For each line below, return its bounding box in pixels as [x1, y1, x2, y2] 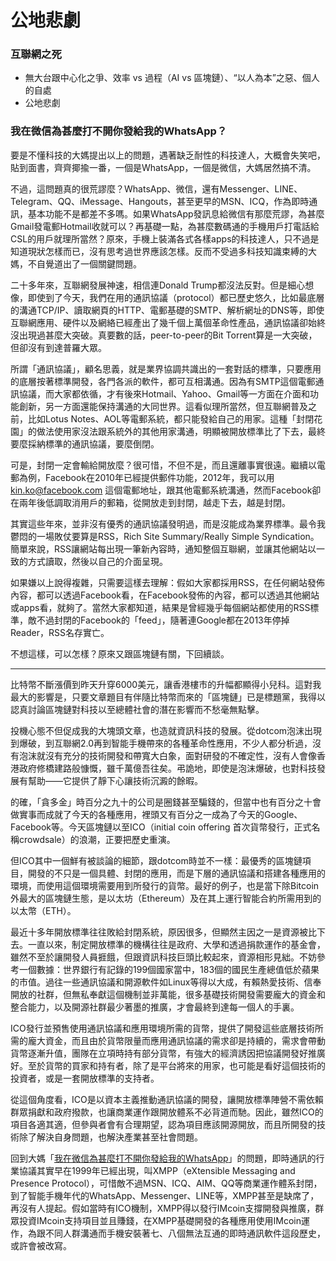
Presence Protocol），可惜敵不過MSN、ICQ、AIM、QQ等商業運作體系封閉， [10, 1177, 323, 1189]
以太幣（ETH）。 [10, 904, 77, 916]
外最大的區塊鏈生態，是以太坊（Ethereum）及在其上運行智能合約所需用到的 [10, 892, 322, 904]
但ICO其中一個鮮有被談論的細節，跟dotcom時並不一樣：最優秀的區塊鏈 [10, 854, 303, 866]
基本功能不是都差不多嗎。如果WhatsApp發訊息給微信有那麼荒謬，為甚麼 [27, 207, 325, 220]
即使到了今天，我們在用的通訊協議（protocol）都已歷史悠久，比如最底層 [27, 291, 325, 303]
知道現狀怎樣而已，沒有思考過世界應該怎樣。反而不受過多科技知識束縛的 [10, 245, 308, 257]
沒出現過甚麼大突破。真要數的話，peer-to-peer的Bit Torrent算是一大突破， [10, 329, 318, 341]
